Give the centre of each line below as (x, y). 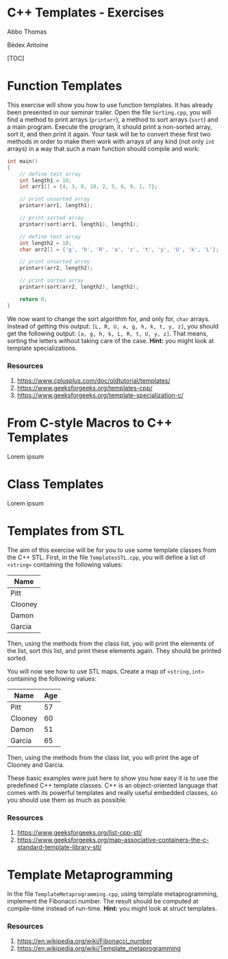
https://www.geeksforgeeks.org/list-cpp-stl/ (79, 833)
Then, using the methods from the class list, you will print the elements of (111, 643)
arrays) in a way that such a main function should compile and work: (103, 148)
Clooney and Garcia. (36, 765)
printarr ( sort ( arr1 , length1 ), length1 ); (79, 224)
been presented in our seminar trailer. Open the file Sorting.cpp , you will (109, 112)
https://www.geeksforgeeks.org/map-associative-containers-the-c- (113, 840)
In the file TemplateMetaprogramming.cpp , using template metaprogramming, (113, 894)
